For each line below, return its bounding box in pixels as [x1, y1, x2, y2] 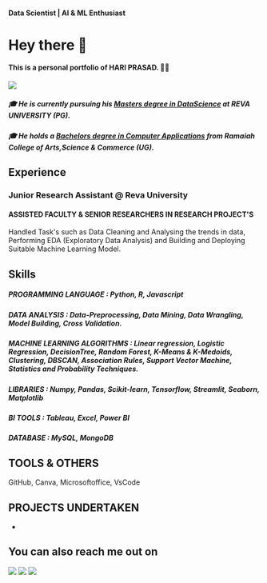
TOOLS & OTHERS [8, 456, 99, 469]
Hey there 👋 [8, 36, 88, 54]
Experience [8, 166, 66, 179]
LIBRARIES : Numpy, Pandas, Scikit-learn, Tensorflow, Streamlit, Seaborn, [8, 384, 260, 393]
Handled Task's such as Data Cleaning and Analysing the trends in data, [8, 227, 246, 237]
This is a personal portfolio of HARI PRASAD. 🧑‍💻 [8, 62, 170, 73]
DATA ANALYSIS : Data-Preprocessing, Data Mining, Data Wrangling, [8, 309, 244, 319]
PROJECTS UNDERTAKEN [8, 501, 140, 514]
